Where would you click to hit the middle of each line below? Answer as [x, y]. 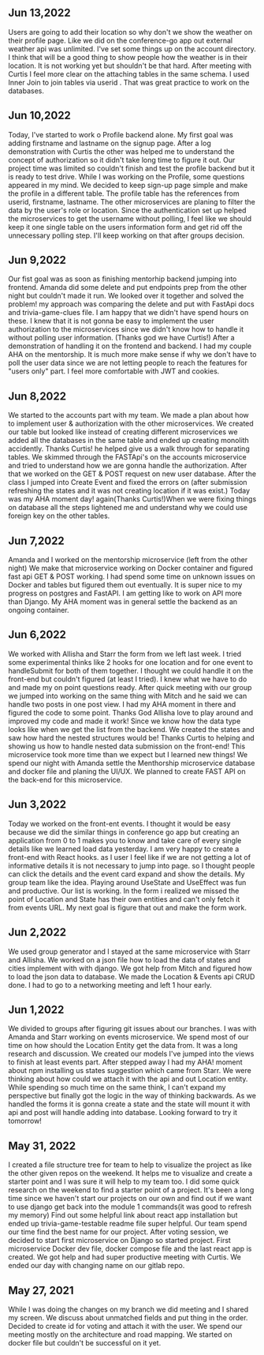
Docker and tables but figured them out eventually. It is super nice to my [125, 585]
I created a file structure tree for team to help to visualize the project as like [130, 1165]
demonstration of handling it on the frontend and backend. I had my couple [130, 346]
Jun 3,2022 [37, 805]
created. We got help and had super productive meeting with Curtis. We [125, 1257]
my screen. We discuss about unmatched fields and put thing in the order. [128, 1317]
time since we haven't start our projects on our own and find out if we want [130, 1199]
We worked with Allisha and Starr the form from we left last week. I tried [125, 654]
